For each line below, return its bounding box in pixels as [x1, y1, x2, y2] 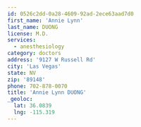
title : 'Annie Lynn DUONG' [7, 89, 87, 96]
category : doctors [7, 50, 61, 57]
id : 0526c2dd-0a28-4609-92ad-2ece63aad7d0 [7, 10, 134, 18]
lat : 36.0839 [13, 102, 52, 109]
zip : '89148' [7, 75, 46, 83]
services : [7, 37, 37, 44]
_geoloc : [7, 96, 33, 103]
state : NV [7, 69, 37, 76]
